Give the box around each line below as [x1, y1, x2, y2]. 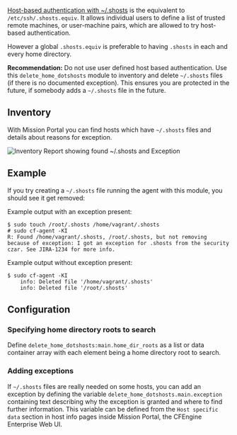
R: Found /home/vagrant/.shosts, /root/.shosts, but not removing [7, 233, 207, 240]
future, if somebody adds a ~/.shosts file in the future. [7, 86, 166, 94]
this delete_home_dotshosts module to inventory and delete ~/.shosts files [7, 71, 223, 79]
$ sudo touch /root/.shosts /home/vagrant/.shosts [7, 221, 160, 228]
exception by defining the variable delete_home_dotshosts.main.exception [7, 390, 223, 398]
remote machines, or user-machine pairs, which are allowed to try [7, 21, 200, 29]
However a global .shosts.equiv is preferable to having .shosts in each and [7, 43, 228, 50]
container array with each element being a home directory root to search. [7, 349, 221, 357]
